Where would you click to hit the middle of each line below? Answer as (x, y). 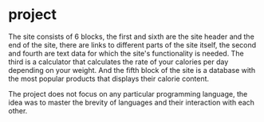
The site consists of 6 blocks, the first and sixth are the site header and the (132, 36)
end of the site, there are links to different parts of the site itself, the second (132, 44)
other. (18, 111)
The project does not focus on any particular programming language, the (128, 93)
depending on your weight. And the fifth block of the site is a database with (132, 70)
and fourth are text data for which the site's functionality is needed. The (126, 53)
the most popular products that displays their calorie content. (109, 78)
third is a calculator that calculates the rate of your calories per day (118, 62)
